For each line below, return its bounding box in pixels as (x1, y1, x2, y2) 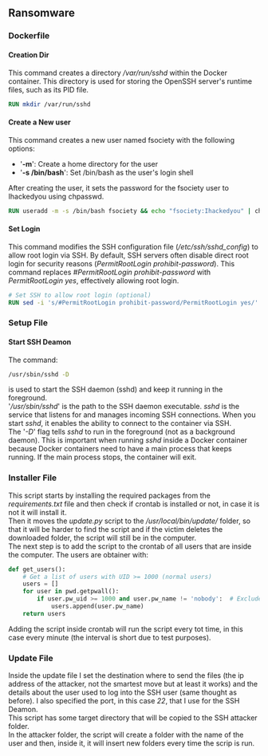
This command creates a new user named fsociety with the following (8, 135, 235, 144)
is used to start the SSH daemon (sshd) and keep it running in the (8, 384, 223, 394)
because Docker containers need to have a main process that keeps (8, 444, 233, 454)
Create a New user (8, 117, 72, 127)
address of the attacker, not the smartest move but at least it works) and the (8, 679, 258, 689)
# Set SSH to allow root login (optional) (8, 291, 152, 299)
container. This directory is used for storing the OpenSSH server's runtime (8, 76, 253, 86)
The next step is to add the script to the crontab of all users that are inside (8, 541, 252, 551)
